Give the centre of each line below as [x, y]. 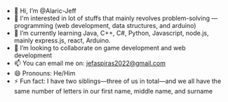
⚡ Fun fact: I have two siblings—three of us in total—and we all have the [118, 81]
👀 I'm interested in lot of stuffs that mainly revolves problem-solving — [116, 18]
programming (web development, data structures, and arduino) [105, 25]
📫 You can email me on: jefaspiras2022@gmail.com [90, 63]
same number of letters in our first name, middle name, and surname [113, 91]
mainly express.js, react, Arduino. [62, 41]
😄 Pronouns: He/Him [45, 73]
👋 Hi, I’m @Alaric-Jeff [45, 11]
